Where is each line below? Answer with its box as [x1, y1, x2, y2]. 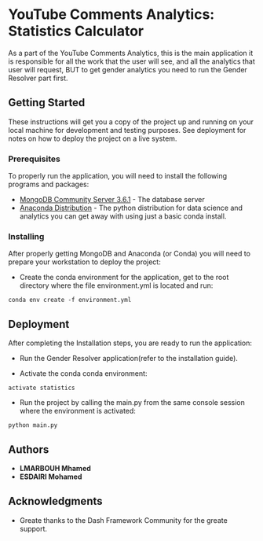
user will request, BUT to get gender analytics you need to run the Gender [8, 64, 247, 74]
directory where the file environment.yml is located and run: [19, 281, 214, 290]
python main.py [8, 421, 58, 429]
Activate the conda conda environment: [19, 369, 148, 378]
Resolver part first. [8, 73, 68, 83]
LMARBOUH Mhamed [19, 463, 92, 473]
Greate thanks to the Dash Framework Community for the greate [19, 515, 228, 524]
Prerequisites [8, 153, 60, 164]
